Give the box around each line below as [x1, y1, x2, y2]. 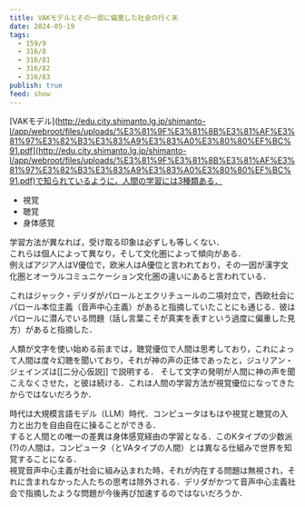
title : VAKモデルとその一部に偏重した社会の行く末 [9, 13, 179, 23]
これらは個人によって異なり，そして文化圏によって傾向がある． [9, 247, 247, 259]
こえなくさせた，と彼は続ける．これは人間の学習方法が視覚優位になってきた [9, 377, 295, 388]
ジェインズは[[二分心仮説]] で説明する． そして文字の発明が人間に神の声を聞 [9, 365, 296, 377]
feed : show [9, 89, 51, 98]
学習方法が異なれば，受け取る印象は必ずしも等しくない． [9, 236, 224, 247]
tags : [9, 30, 30, 39]
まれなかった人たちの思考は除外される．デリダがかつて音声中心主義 [33, 476, 288, 487]
